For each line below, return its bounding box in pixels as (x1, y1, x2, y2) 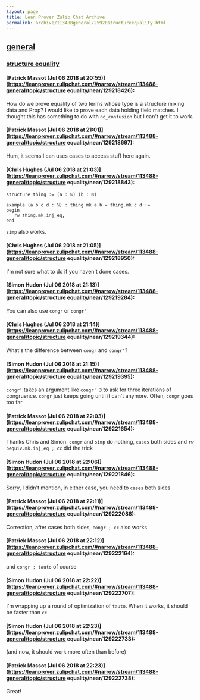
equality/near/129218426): (67, 87, 135, 94)
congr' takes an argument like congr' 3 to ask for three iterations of (6, 386, 171, 393)
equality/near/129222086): (67, 510, 136, 517)
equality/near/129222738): (67, 674, 135, 682)
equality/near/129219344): (67, 334, 135, 341)
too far (6, 399, 23, 406)
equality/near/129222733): (67, 635, 135, 642)
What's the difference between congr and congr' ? (6, 346, 128, 354)
